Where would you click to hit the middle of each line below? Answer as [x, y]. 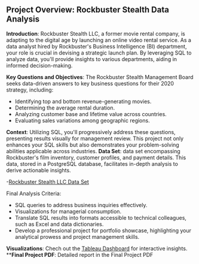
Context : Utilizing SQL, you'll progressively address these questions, [91, 132]
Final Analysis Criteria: [34, 193]
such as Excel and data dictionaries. [59, 224]
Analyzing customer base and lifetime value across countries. [91, 114]
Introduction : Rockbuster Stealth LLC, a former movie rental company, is [96, 34]
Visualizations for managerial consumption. [68, 211]
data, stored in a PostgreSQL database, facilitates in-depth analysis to [92, 163]
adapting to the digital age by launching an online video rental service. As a [99, 40]
